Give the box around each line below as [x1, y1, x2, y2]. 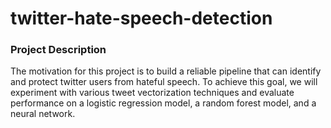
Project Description [10, 43, 107, 57]
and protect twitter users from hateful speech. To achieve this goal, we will [10, 76, 318, 88]
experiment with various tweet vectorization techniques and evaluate [10, 87, 295, 99]
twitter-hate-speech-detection [10, 7, 273, 30]
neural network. [10, 108, 76, 120]
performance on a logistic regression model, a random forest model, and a [10, 97, 317, 109]
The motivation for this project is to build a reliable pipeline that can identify [10, 65, 322, 77]
